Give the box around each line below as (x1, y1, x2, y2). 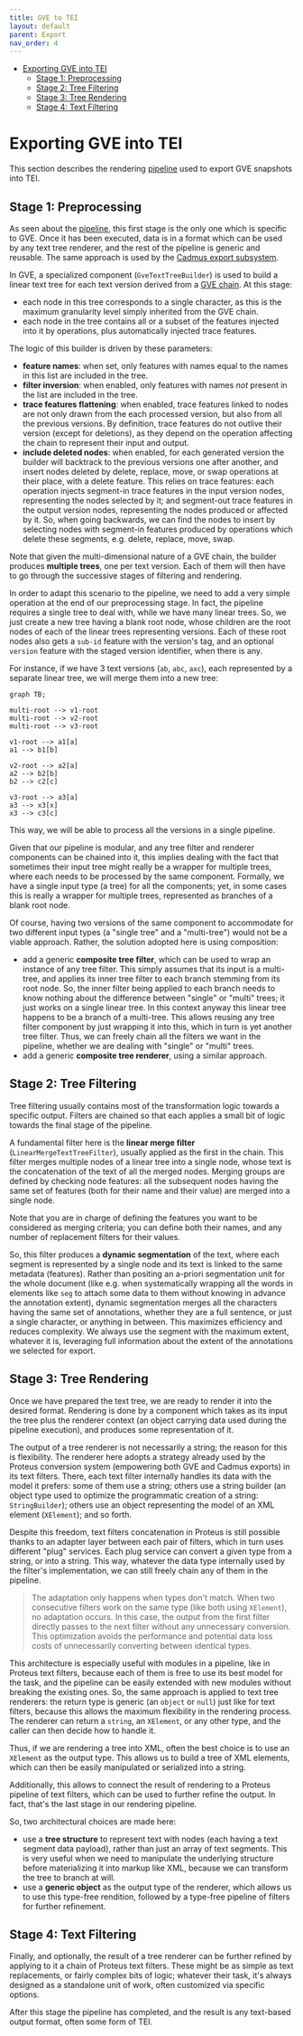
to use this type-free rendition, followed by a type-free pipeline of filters (22, 1891, 290, 1902)
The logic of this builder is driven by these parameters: (9, 343, 213, 354)
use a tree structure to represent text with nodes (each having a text (22, 1833, 279, 1844)
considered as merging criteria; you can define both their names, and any (9, 1222, 282, 1233)
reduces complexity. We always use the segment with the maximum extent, (9, 1326, 289, 1337)
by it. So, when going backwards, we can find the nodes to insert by (22, 515, 276, 525)
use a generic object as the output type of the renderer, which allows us (22, 1881, 292, 1892)
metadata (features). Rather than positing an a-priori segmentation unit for (9, 1268, 286, 1279)
